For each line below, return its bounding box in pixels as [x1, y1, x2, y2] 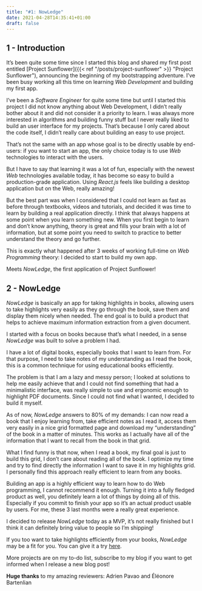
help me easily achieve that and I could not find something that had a [6, 380, 179, 387]
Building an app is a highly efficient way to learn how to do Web [6, 480, 166, 487]
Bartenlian [6, 579, 32, 586]
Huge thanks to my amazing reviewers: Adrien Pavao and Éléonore [6, 573, 174, 579]
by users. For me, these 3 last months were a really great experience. [6, 506, 180, 513]
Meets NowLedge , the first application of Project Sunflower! [6, 265, 157, 273]
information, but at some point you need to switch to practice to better [6, 229, 182, 236]
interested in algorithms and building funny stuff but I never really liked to [6, 116, 189, 124]
